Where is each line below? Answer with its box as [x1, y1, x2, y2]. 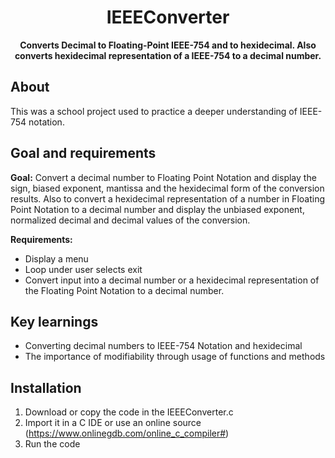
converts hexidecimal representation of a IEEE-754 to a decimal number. [14, 49, 322, 61]
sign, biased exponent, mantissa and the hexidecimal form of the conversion [10, 182, 325, 194]
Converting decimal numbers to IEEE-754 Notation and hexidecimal [24, 340, 303, 352]
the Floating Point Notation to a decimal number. [24, 284, 225, 296]
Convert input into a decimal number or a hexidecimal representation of [24, 274, 320, 286]
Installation [10, 379, 82, 396]
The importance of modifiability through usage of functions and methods [24, 351, 326, 363]
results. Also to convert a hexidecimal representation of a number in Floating [10, 192, 325, 205]
